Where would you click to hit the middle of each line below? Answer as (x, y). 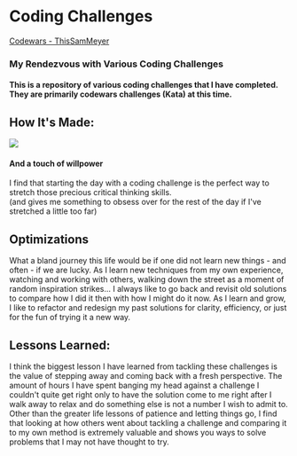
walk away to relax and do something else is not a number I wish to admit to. (148, 405)
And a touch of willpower (56, 163)
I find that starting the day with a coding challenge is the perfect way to (140, 183)
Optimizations (49, 239)
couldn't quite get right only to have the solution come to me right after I (141, 395)
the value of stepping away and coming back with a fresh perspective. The (146, 376)
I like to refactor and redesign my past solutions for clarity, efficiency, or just (148, 308)
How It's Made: (52, 122)
